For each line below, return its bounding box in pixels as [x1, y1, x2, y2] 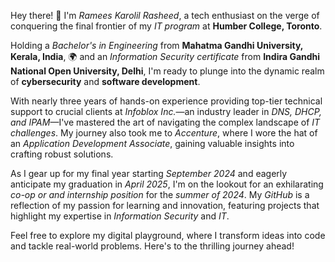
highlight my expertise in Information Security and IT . [10, 210, 230, 222]
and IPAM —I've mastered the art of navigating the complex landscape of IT [10, 116, 321, 128]
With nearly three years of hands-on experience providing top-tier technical [10, 95, 323, 107]
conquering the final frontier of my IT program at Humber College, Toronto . [10, 20, 323, 32]
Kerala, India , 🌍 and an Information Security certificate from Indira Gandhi [10, 51, 321, 62]
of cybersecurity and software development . [10, 76, 201, 87]
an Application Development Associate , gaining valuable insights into [10, 138, 295, 149]
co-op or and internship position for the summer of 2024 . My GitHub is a [10, 189, 310, 200]
